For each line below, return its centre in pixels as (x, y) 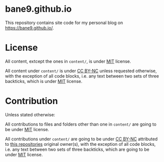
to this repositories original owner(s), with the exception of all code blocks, (80, 144)
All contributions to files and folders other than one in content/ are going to (81, 124)
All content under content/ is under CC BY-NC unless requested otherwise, (81, 71)
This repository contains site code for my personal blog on (64, 23)
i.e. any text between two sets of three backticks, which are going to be (77, 149)
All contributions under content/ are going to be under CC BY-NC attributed (82, 139)
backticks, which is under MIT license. (44, 81)
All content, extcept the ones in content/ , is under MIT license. (68, 61)
